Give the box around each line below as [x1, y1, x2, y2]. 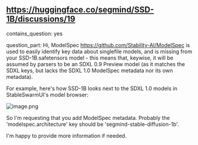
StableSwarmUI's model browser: [6, 91, 89, 98]
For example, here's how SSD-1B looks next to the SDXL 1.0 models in [6, 85, 178, 92]
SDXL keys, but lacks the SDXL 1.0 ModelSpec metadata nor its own [6, 67, 173, 74]
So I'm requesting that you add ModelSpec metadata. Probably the [6, 114, 170, 121]
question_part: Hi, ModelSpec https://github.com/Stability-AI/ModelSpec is [6, 41, 190, 48]
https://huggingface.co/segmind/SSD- [6, 5, 154, 15]
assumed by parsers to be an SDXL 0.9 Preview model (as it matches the [6, 60, 185, 67]
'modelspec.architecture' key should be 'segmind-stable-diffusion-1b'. [6, 121, 180, 128]
